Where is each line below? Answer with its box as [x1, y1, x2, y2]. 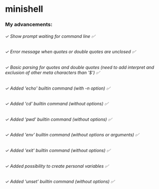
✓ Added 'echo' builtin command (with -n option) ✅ [5, 85, 110, 91]
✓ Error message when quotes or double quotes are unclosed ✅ [5, 49, 136, 55]
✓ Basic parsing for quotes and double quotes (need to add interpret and [5, 64, 154, 70]
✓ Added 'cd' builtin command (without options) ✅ [5, 101, 108, 107]
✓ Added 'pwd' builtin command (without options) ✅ [5, 116, 112, 122]
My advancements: [5, 21, 53, 28]
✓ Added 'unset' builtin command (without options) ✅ [5, 179, 115, 185]
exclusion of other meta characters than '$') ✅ [5, 69, 100, 75]
